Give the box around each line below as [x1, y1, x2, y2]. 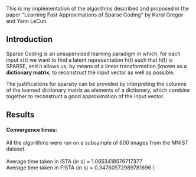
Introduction [6, 35, 53, 45]
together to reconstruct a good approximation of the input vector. [6, 92, 165, 99]
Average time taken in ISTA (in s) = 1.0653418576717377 [6, 158, 143, 165]
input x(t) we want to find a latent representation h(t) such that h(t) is [6, 56, 173, 64]
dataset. [6, 145, 27, 152]
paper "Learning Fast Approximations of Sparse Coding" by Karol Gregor [6, 11, 184, 18]
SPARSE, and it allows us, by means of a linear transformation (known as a [6, 62, 187, 69]
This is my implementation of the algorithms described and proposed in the [6, 5, 189, 12]
